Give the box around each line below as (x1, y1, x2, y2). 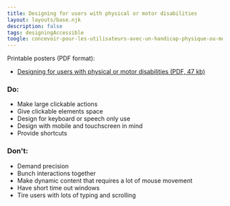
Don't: (7, 146, 29, 156)
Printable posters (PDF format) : (7, 54, 96, 62)
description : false (7, 23, 63, 29)
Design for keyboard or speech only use (16, 114, 131, 123)
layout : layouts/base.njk (7, 16, 81, 23)
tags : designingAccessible (7, 29, 84, 36)
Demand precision (16, 162, 69, 170)
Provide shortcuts (16, 129, 67, 138)
